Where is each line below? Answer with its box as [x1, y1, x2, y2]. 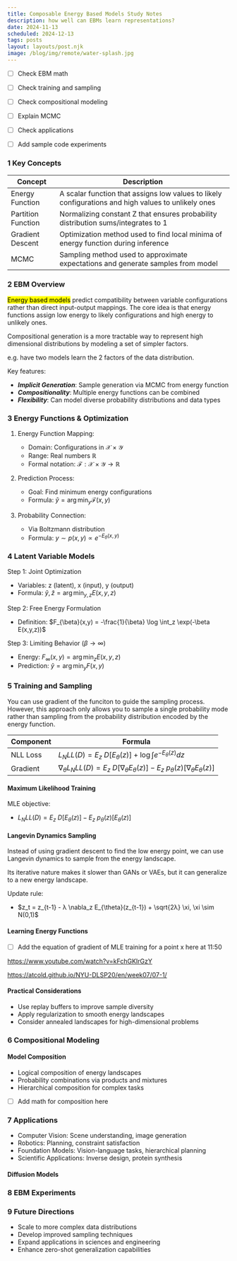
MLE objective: [7, 800, 51, 808]
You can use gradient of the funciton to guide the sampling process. [7, 697, 205, 706]
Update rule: [7, 889, 44, 898]
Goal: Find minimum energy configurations [28, 488, 152, 496]
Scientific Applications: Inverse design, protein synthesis [17, 1154, 183, 1163]
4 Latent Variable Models [7, 551, 95, 561]
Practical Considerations [7, 986, 82, 995]
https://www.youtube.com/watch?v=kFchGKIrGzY [7, 957, 153, 965]
